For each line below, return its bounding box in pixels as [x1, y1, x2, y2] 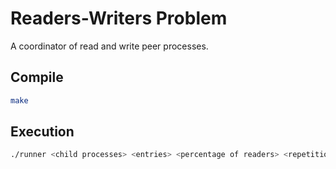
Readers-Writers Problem [10, 7, 228, 30]
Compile [10, 69, 64, 86]
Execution [10, 123, 75, 141]
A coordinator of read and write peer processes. [10, 40, 209, 52]
